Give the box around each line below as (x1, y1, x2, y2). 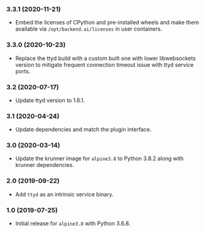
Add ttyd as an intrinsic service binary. (15, 190, 114, 198)
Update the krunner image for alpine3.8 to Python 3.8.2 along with (15, 155, 184, 162)
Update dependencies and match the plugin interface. (15, 126, 152, 133)
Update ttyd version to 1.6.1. (15, 97, 85, 104)
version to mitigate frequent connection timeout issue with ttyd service (15, 61, 194, 68)
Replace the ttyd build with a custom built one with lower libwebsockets (15, 54, 196, 62)
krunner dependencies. (15, 161, 75, 169)
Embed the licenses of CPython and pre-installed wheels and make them (15, 19, 199, 26)
